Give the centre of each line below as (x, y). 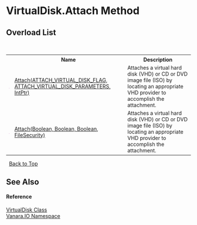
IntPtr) (22, 93)
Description (158, 59)
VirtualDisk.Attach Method (73, 11)
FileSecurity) (30, 135)
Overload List (31, 33)
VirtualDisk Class (27, 210)
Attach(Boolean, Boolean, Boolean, (56, 129)
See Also (23, 182)
